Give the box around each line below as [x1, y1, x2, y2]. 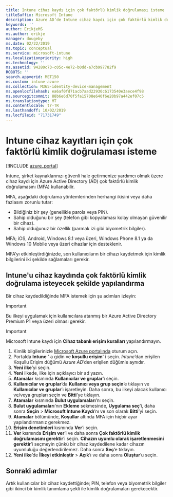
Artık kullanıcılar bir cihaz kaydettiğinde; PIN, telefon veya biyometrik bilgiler [6, 480, 166, 486]
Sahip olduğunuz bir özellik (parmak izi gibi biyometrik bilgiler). [13, 225, 147, 231]
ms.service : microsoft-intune [6, 50, 71, 56]
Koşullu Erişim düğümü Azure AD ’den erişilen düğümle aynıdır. [13, 359, 145, 365]
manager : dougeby [6, 36, 43, 42]
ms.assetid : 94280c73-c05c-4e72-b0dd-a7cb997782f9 [6, 65, 117, 70]
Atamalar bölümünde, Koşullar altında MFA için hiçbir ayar [13, 413, 138, 419]
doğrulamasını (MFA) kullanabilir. [6, 183, 75, 190]
